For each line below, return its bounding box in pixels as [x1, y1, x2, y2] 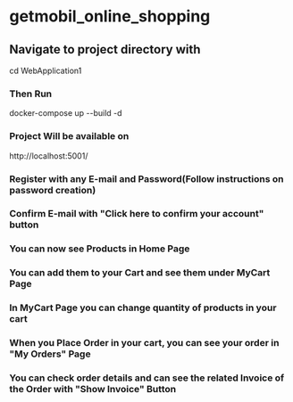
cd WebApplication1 [9, 65, 82, 76]
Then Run [9, 87, 53, 100]
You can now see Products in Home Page [9, 242, 190, 255]
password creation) [9, 184, 96, 196]
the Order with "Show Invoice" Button [9, 383, 177, 396]
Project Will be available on [9, 130, 130, 143]
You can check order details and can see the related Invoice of [9, 372, 285, 384]
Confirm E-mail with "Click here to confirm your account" [9, 208, 264, 220]
